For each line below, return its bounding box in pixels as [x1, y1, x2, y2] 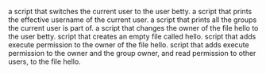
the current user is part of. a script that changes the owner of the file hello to [8, 24, 259, 32]
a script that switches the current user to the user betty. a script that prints [8, 7, 253, 16]
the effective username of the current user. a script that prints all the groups [8, 15, 257, 24]
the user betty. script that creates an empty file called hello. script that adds [8, 31, 256, 41]
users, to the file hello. [8, 57, 81, 66]
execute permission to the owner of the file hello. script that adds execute [8, 40, 249, 50]
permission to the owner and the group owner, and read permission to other [8, 49, 256, 57]
